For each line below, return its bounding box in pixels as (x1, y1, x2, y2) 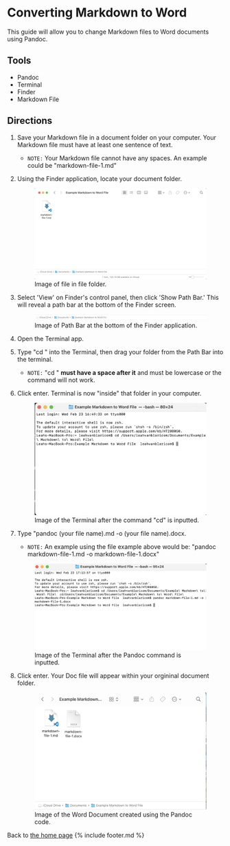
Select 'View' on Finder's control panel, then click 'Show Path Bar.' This (16, 294, 219, 302)
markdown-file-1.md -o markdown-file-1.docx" (27, 550, 160, 558)
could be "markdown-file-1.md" (27, 161, 117, 169)
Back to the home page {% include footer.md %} (7, 831, 145, 840)
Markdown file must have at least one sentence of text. (16, 140, 173, 149)
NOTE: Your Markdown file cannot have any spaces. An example (27, 153, 207, 162)
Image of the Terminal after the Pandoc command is (34, 651, 182, 659)
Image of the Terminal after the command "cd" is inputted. (34, 516, 199, 524)
